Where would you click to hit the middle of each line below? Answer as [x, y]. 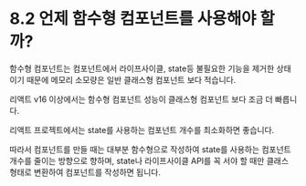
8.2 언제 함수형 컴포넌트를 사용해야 [133, 19]
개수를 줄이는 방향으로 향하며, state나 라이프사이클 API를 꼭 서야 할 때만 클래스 [149, 160]
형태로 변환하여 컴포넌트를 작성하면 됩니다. [85, 172]
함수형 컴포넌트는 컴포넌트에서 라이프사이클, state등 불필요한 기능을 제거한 [142, 68]
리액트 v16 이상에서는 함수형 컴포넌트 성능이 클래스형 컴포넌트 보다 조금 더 [141, 99]
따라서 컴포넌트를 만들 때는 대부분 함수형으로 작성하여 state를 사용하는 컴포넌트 [150, 149]
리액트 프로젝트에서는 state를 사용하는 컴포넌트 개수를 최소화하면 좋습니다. [142, 129]
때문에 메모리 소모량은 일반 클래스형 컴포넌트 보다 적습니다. [131, 79]
